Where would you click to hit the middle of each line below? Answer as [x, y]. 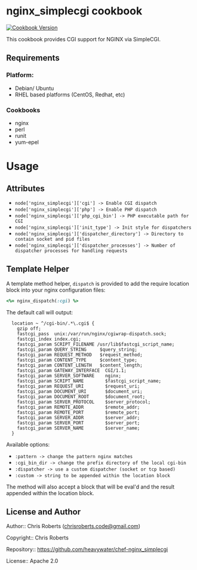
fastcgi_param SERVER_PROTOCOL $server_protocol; [84, 402]
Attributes [25, 188]
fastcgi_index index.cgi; [49, 339]
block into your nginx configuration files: [56, 290]
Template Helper [38, 269]
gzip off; [29, 328]
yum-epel [27, 142]
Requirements [33, 58]
